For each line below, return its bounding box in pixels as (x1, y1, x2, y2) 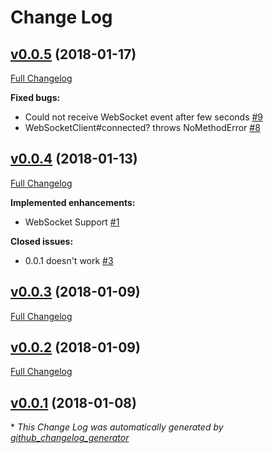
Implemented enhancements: (10, 196, 136, 208)
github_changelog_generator (10, 432, 130, 444)
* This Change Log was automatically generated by (10, 421, 224, 433)
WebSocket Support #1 (24, 216, 120, 228)
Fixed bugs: (10, 92, 61, 103)
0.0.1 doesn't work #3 (24, 254, 114, 266)
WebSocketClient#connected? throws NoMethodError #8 (24, 122, 261, 133)
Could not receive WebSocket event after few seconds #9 (24, 111, 264, 123)
